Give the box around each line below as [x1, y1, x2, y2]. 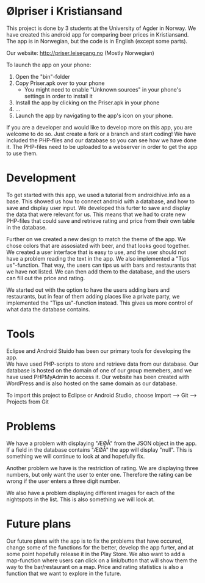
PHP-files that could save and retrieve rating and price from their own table [6, 217, 195, 224]
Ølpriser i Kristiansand [6, 4, 123, 18]
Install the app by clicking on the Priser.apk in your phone [15, 99, 160, 106]
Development [6, 171, 76, 185]
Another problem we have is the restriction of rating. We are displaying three [6, 464, 198, 471]
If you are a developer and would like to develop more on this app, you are [6, 123, 193, 131]
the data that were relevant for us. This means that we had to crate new [6, 211, 186, 218]
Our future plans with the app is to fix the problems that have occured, [6, 537, 183, 545]
